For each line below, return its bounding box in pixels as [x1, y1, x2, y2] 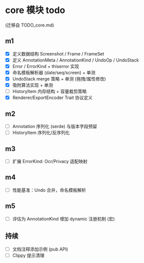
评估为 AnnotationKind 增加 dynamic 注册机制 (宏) [12, 215, 115, 221]
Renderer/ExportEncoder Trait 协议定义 [12, 94, 93, 100]
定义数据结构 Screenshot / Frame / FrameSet [12, 50, 105, 56]
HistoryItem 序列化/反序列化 [12, 129, 70, 135]
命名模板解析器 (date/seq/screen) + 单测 [12, 69, 96, 75]
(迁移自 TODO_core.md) [5, 22, 54, 28]
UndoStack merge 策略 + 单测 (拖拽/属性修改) [12, 76, 106, 81]
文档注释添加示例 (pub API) [12, 246, 68, 252]
